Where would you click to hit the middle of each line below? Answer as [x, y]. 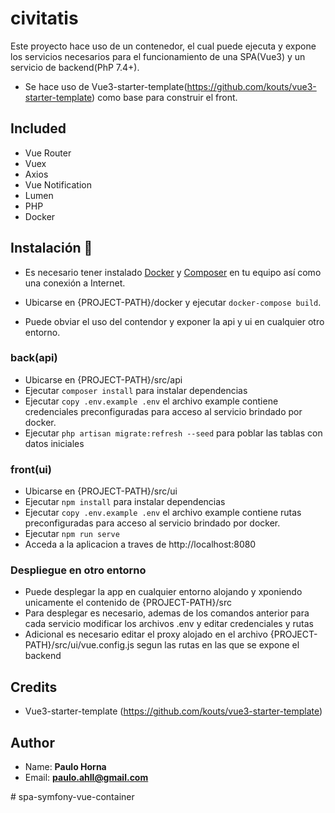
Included [38, 128]
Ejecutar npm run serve [72, 534]
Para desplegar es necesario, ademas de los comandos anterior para [167, 613]
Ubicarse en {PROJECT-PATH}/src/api [103, 379]
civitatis [44, 18]
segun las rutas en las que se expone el [218, 645]
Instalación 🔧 [51, 248]
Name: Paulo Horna [65, 767]
